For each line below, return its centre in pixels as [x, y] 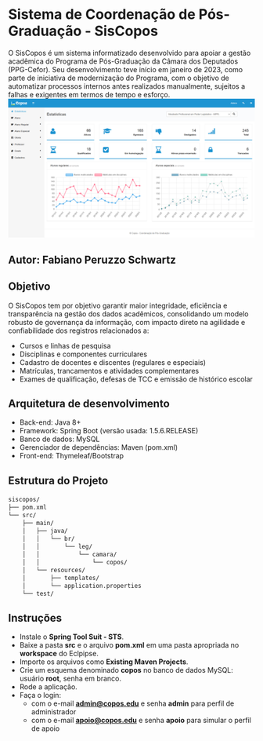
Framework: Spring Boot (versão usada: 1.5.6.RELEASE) [109, 431]
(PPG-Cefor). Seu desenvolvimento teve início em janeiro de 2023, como [126, 69]
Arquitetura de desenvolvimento [89, 404]
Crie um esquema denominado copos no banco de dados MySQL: [126, 670]
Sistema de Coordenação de [102, 15]
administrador [54, 712]
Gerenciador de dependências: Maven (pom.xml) [99, 447]
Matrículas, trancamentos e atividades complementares [109, 370]
